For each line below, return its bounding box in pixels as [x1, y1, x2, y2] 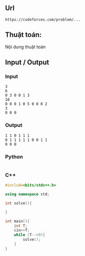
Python [5, 153, 23, 160]
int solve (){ [5, 200, 32, 205]
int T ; [14, 223, 28, 228]
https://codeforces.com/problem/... [5, 17, 81, 22]
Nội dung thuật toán [5, 44, 46, 50]
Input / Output [5, 58, 49, 66]
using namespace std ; [5, 192, 50, 197]
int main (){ [5, 218, 30, 224]
